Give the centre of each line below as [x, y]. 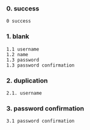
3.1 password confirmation [40, 121]
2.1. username [24, 93]
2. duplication [27, 81]
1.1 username [23, 49]
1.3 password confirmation [40, 65]
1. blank [18, 37]
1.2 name [17, 54]
